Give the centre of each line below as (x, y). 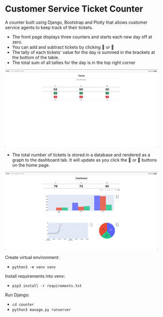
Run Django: (17, 295)
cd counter (23, 304)
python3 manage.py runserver (41, 310)
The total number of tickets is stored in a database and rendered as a (81, 155)
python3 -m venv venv (34, 267)
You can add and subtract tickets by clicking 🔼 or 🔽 (63, 47)
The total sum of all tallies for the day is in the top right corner (74, 62)
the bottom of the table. (36, 57)
